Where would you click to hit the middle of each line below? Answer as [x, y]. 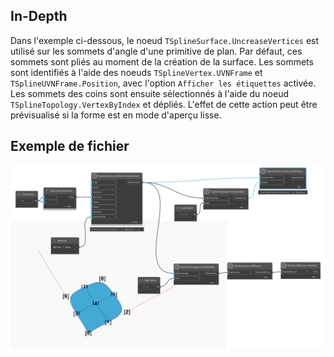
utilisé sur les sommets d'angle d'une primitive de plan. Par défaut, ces [156, 51]
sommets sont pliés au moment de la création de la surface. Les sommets [162, 61]
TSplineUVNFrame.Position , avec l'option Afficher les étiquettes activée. [163, 83]
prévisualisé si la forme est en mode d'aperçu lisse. [116, 115]
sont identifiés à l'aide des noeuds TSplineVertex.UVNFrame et [136, 72]
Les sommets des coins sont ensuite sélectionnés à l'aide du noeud [149, 93]
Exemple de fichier [70, 146]
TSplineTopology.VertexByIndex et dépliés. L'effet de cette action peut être [164, 104]
